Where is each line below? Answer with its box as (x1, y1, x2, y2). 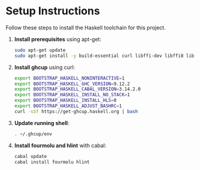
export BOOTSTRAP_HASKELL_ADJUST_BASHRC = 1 (14, 103, 122, 109)
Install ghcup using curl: (14, 63, 75, 71)
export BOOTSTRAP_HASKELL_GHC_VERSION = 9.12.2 (14, 81, 130, 87)
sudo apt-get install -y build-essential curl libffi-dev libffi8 (14, 53, 184, 59)
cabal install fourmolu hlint (14, 159, 90, 165)
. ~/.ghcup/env (14, 130, 53, 137)
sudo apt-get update (14, 47, 66, 53)
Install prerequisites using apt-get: (14, 35, 102, 42)
